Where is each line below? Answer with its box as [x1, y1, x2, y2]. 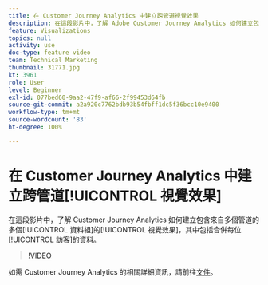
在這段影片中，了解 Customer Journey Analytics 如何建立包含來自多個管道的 [8, 215, 260, 224]
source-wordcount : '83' [8, 116, 88, 124]
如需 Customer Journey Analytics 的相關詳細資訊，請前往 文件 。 [8, 267, 218, 276]
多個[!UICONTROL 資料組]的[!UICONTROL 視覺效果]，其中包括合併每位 [8, 224, 242, 234]
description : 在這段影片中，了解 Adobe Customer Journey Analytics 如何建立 [8, 19, 254, 27]
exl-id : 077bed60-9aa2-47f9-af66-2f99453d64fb [8, 93, 166, 101]
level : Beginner [8, 85, 62, 94]
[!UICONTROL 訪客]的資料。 [8, 235, 101, 244]
